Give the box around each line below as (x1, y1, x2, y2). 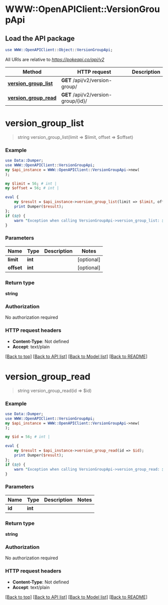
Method (22, 68, 41, 75)
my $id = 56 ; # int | (5, 435, 50, 440)
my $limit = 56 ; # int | (5, 181, 57, 186)
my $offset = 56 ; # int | (5, 185, 59, 191)
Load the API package (5, 34, 75, 43)
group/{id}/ (61, 97, 87, 104)
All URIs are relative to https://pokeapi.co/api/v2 (5, 56, 104, 62)
